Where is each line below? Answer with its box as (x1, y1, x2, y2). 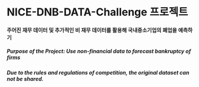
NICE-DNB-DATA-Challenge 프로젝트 (7, 5, 188, 19)
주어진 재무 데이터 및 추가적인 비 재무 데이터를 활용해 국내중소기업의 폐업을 (7, 26, 178, 33)
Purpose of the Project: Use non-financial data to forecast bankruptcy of (7, 48, 191, 55)
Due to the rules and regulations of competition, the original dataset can (7, 69, 189, 76)
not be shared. (7, 75, 44, 82)
